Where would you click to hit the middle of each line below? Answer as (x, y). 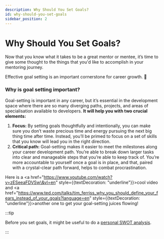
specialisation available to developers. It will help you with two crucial (76, 111)
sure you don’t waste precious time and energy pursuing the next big (82, 131)
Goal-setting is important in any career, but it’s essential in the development (82, 100)
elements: (15, 116)
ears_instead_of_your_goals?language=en (47, 198)
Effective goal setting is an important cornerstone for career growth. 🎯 (76, 77)
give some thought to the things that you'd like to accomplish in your (74, 62)
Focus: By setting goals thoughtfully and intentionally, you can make (81, 126)
